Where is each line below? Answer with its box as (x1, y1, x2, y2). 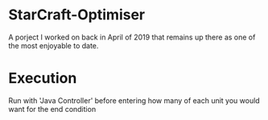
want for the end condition (8, 104, 97, 114)
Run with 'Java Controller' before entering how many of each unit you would (8, 95, 260, 106)
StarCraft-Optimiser (8, 6, 146, 24)
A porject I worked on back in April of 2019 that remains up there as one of (8, 32, 256, 42)
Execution (8, 69, 77, 88)
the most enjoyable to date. (8, 40, 99, 50)
